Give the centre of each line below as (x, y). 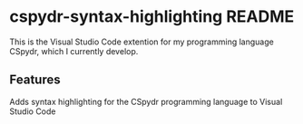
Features (35, 80)
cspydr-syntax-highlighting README (152, 17)
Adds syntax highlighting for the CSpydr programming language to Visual (146, 101)
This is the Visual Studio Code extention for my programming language (142, 42)
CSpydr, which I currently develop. (74, 51)
